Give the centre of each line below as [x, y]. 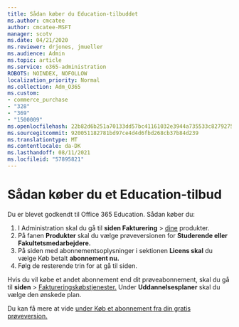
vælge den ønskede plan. [44, 294]
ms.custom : [23, 93]
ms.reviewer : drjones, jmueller [55, 47]
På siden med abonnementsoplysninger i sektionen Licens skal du [115, 250]
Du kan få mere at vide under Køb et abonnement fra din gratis [99, 308]
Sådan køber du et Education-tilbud [115, 194]
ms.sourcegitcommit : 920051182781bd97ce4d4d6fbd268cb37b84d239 [103, 133]
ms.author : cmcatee [36, 21]
